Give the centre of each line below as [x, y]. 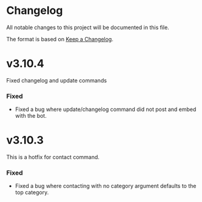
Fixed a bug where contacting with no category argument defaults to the [106, 186]
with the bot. [31, 116]
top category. [32, 192]
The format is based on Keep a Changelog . [60, 39]
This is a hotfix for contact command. [53, 157]
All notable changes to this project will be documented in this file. [88, 27]
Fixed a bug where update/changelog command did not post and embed [106, 109]
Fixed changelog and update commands [57, 80]
